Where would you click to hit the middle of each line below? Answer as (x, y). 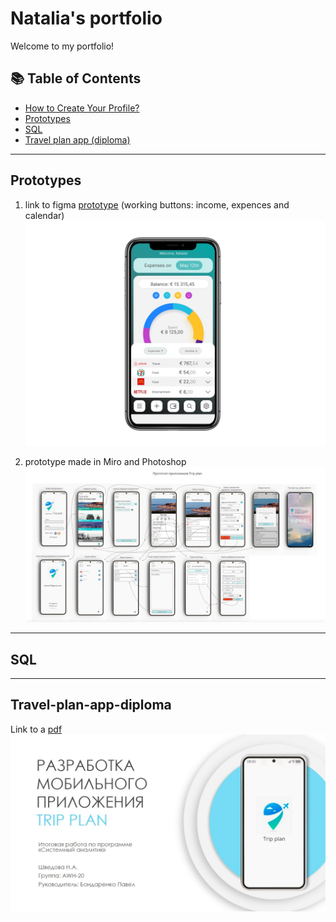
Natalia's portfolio (86, 18)
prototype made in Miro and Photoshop (105, 461)
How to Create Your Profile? (82, 108)
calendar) (44, 215)
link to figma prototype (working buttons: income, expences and (157, 204)
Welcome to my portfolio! (62, 46)
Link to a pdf (36, 729)
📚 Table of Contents (76, 78)
